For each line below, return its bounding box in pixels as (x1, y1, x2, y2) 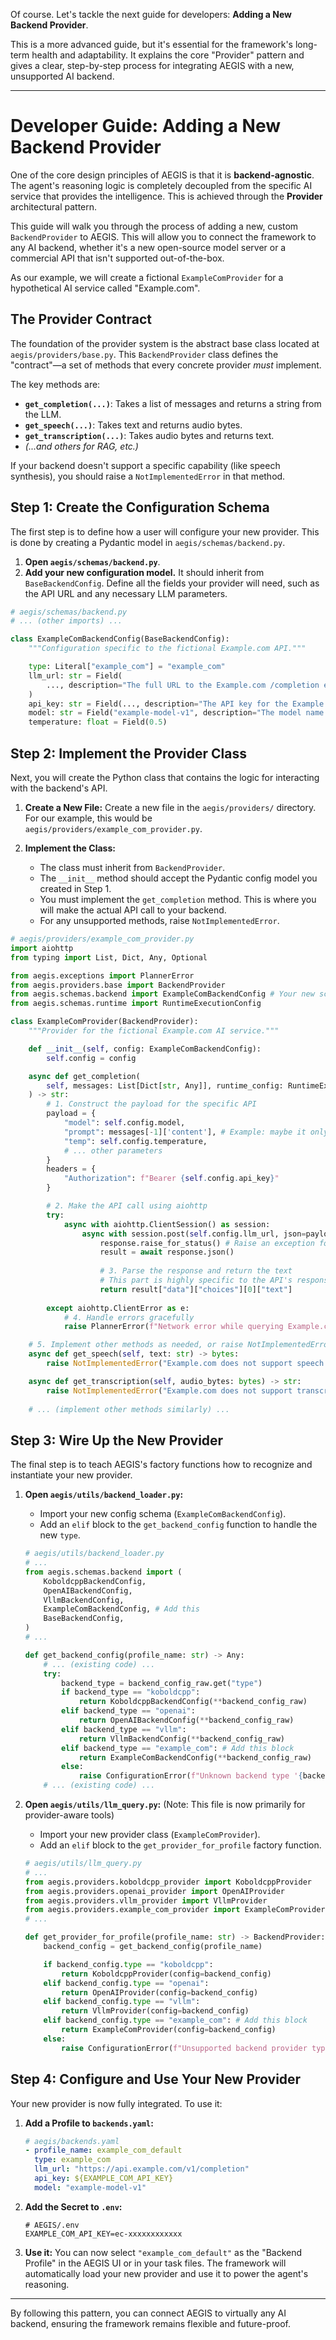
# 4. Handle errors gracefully (63, 1312, 195, 1323)
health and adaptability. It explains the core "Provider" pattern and (31, 49, 305, 61)
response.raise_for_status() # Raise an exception (99, 1238, 315, 1248)
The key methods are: (10, 378, 101, 390)
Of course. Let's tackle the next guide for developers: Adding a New (10, 9, 292, 20)
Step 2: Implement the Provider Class (10, 745, 248, 762)
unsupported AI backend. (10, 70, 115, 82)
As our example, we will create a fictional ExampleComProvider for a (10, 271, 284, 283)
